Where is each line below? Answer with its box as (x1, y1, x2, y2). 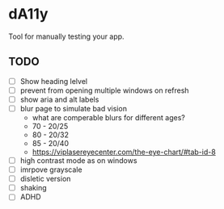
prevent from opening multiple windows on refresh (19, 86, 189, 95)
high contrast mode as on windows (19, 156, 137, 165)
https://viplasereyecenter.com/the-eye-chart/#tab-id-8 (32, 147, 216, 157)
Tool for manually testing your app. (8, 31, 125, 41)
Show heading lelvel (19, 76, 87, 86)
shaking (19, 183, 47, 193)
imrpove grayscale (19, 165, 82, 174)
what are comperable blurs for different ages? (32, 113, 186, 122)
